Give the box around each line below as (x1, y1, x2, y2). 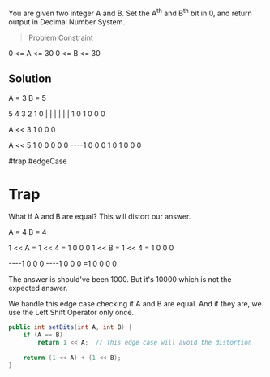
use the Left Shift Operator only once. (8, 308, 135, 318)
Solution (8, 72, 52, 86)
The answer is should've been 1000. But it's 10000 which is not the (8, 275, 233, 284)
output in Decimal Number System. (8, 16, 126, 27)
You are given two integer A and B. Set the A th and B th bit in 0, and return (8, 7, 253, 18)
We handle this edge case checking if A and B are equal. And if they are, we (8, 299, 262, 309)
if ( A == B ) (23, 331, 63, 340)
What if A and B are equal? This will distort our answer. (8, 211, 191, 222)
